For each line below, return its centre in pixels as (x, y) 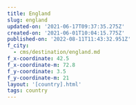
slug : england (28, 20)
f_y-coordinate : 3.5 (37, 71)
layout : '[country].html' (44, 84)
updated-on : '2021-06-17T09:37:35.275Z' (66, 26)
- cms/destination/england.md (57, 52)
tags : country (28, 90)
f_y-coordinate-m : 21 (38, 78)
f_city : (18, 46)
